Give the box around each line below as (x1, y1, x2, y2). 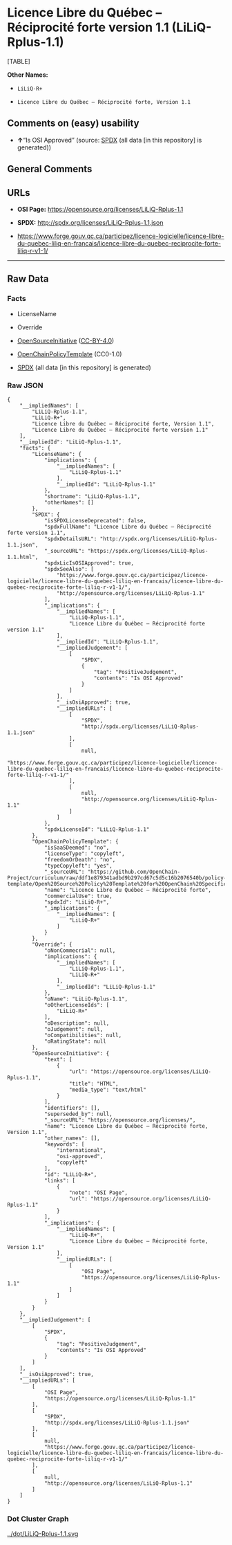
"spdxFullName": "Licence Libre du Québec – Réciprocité (43, 523, 212, 530)
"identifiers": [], (43, 1104, 100, 1111)
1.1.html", (7, 554, 39, 560)
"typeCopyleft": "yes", (43, 862, 113, 869)
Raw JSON (7, 381, 43, 390)
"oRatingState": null (43, 1038, 107, 1045)
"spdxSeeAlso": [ (43, 565, 95, 572)
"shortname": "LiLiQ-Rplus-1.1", (43, 493, 140, 500)
